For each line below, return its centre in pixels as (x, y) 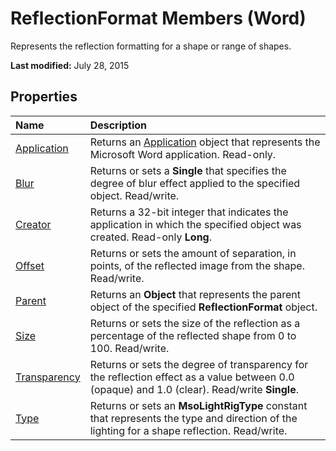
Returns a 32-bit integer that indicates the (189, 212)
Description (118, 125)
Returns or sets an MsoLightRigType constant (198, 405)
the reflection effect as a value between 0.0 (192, 377)
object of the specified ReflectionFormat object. (203, 307)
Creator (33, 224)
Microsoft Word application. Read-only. (183, 154)
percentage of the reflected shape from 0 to (193, 335)
